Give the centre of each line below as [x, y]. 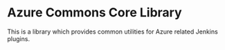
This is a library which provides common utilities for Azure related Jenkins [112, 32]
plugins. [18, 38]
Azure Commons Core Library [94, 13]
